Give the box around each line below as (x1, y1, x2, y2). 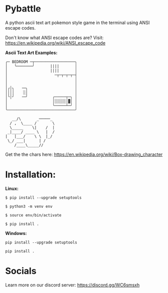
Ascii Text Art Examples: (5, 50, 58, 56)
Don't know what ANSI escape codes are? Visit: (5, 35, 104, 41)
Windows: (5, 230, 27, 236)
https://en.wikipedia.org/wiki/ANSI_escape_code (5, 40, 106, 46)
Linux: (5, 185, 19, 191)
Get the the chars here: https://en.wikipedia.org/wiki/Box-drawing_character (5, 151, 163, 157)
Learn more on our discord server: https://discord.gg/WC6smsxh (5, 281, 140, 288)
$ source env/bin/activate (5, 212, 62, 218)
